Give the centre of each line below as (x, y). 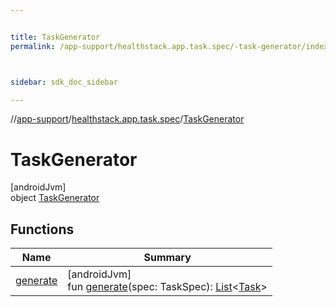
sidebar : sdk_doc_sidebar (64, 82)
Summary (167, 258)
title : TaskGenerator (55, 37)
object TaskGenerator (55, 198)
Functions (42, 229)
